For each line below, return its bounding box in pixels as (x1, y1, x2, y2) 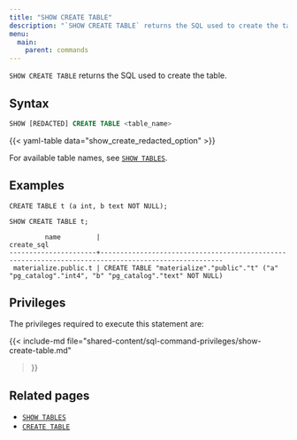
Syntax (9, 96, 49, 111)
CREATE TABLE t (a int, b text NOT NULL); (9, 201, 168, 211)
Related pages (9, 388, 90, 403)
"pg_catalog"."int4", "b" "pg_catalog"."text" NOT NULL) (9, 271, 224, 280)
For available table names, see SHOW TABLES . (9, 152, 168, 163)
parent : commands (25, 46, 89, 55)
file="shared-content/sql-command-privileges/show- (66, 336, 263, 346)
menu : (9, 29, 29, 38)
